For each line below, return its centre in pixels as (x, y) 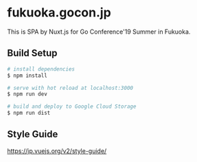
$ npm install (27, 76)
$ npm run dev (27, 94)
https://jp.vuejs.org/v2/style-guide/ (57, 151)
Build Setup (32, 53)
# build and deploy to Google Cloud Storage (72, 107)
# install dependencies (41, 69)
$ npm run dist (29, 113)
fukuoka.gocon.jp (59, 13)
